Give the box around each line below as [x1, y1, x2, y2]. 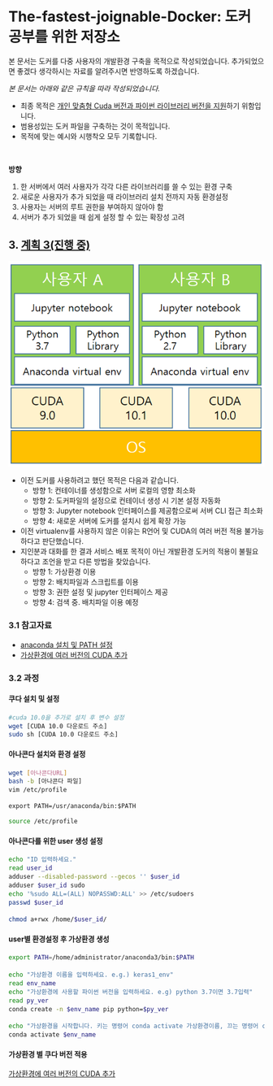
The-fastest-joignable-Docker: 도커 [8, 7, 252, 26]
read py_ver [8, 997, 49, 1005]
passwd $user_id [8, 898, 63, 906]
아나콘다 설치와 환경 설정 [8, 749, 86, 758]
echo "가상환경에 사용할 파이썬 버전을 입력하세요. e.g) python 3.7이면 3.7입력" [8, 988, 253, 996]
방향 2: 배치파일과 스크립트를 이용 [32, 577, 140, 587]
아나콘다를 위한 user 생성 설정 [8, 836, 103, 845]
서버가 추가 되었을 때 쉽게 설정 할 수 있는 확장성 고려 [19, 212, 185, 222]
